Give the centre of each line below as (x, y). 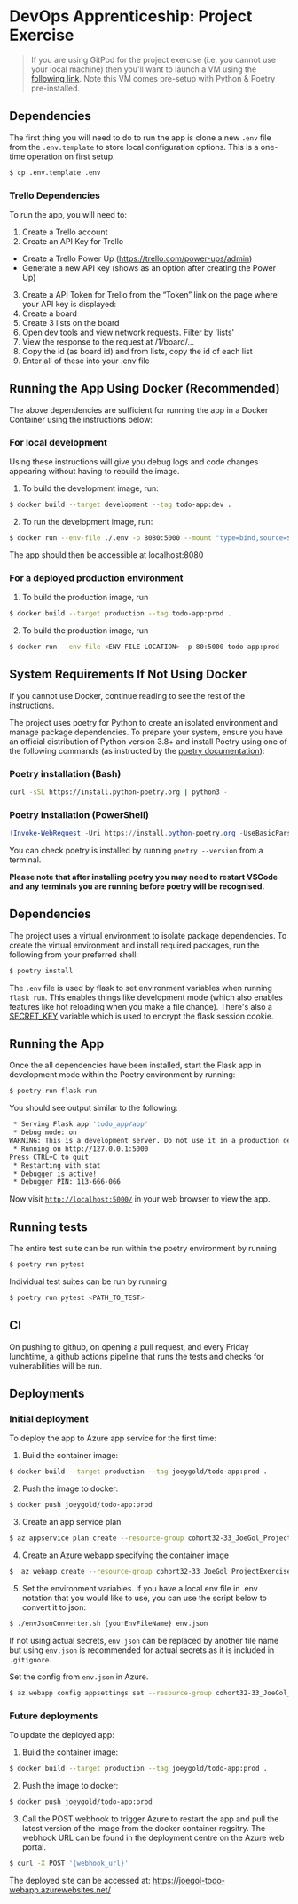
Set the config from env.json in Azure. (79, 1677)
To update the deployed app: (62, 1734)
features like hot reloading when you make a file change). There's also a (141, 1006)
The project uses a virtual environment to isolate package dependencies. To (148, 935)
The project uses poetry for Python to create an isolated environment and (143, 722)
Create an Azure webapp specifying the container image (125, 1555)
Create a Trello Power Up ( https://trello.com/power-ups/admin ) (137, 258)
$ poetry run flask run (53, 1091)
